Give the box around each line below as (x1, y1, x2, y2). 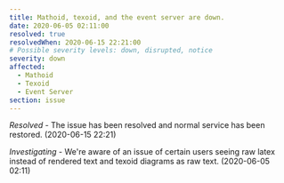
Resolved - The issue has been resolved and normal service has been (9, 120, 265, 131)
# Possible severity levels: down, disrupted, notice (9, 46, 214, 55)
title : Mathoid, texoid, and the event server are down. (9, 12, 225, 22)
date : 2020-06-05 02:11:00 (9, 21, 110, 30)
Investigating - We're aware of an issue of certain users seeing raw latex (9, 147, 276, 157)
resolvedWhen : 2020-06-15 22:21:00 (9, 37, 142, 47)
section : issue (9, 95, 66, 105)
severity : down (9, 54, 66, 63)
